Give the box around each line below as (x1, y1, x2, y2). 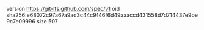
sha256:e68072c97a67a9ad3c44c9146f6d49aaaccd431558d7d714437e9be (6, 11, 199, 19)
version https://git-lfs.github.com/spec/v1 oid (6, 5, 120, 12)
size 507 (36, 18, 58, 25)
